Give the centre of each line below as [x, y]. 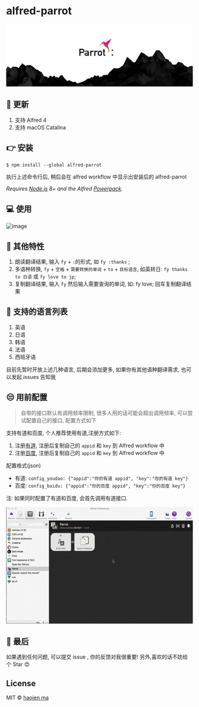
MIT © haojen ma [28, 698]
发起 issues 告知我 [33, 377]
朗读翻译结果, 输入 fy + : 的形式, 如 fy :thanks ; [72, 262]
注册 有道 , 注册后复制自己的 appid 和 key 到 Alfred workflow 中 [89, 445]
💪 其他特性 [25, 246]
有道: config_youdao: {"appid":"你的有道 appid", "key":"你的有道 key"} [101, 478]
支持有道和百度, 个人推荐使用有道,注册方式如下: [64, 433]
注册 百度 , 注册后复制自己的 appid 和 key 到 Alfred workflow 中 [89, 453]
